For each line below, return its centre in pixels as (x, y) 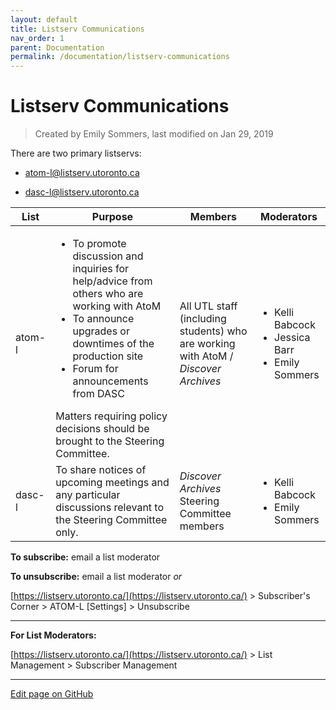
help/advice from (112, 281)
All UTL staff (208, 306)
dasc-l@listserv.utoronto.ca (82, 192)
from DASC (98, 394)
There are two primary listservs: (76, 153)
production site (108, 356)
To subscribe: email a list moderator (85, 557)
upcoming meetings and (112, 483)
